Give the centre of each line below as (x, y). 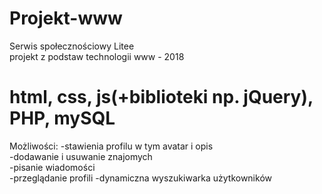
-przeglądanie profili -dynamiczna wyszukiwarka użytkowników (140, 178)
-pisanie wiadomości (52, 167)
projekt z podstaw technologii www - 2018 (97, 56)
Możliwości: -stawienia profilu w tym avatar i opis (111, 146)
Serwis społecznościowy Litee (72, 46)
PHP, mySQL (62, 118)
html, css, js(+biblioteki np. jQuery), (161, 97)
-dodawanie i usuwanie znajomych (81, 156)
